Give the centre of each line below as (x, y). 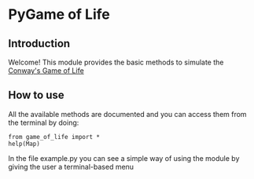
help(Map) (24, 144)
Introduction (39, 44)
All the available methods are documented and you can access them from (127, 114)
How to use (36, 95)
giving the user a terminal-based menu (71, 166)
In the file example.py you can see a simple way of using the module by (124, 158)
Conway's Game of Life (46, 71)
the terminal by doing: (44, 122)
